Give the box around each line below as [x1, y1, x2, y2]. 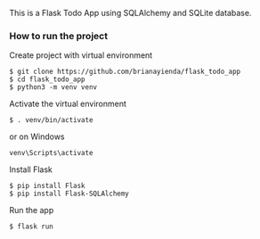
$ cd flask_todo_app [9, 75, 86, 84]
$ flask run [9, 222, 53, 231]
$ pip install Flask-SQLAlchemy [9, 189, 129, 199]
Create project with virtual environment [9, 50, 153, 61]
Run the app [9, 205, 54, 216]
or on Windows [9, 131, 65, 142]
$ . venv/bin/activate [9, 116, 93, 125]
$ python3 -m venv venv [9, 83, 98, 92]
